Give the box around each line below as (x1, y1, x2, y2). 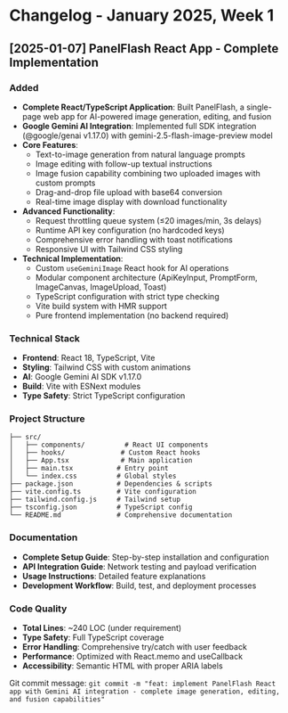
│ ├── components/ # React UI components (9, 440, 209, 450)
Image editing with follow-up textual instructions (35, 158, 212, 169)
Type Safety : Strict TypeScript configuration (21, 390, 186, 401)
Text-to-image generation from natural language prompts (35, 149, 246, 160)
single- (245, 102, 273, 112)
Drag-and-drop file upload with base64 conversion (35, 186, 223, 197)
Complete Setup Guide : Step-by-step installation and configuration (21, 552, 269, 562)
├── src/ (9, 433, 42, 442)
